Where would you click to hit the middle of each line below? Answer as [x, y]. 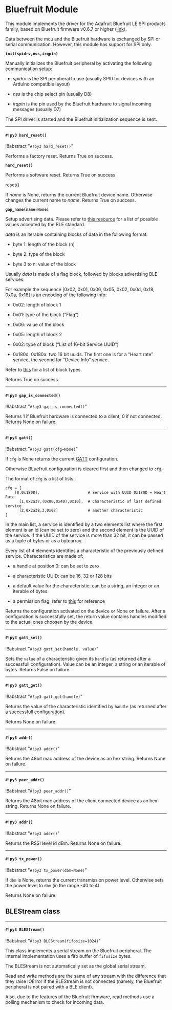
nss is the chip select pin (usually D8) [52, 94]
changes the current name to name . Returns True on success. [71, 200]
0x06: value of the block [38, 325]
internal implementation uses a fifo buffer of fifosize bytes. [69, 956]
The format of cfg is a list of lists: [40, 478]
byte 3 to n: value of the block [44, 264]
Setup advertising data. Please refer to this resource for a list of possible [82, 219]
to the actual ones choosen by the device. [49, 622]
